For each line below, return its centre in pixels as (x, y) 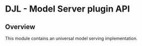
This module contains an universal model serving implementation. (71, 38)
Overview (20, 27)
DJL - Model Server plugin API (68, 9)
